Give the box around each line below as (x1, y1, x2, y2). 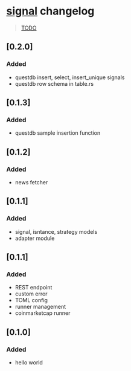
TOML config (14, 297, 48, 304)
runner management (14, 303, 66, 311)
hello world (14, 359, 43, 366)
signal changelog (6, 4, 95, 18)
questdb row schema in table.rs (14, 80, 94, 87)
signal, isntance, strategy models (14, 228, 98, 235)
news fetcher (14, 179, 48, 185)
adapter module (14, 234, 55, 242)
